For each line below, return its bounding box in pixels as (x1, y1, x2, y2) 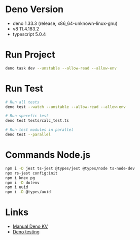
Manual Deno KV (12, 223, 48, 229)
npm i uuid (5, 185, 28, 190)
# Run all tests (5, 99, 40, 105)
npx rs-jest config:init (5, 170, 58, 176)
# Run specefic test (5, 113, 49, 119)
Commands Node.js (5, 149, 91, 161)
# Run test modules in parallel (5, 127, 74, 132)
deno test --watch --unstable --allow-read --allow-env (5, 104, 126, 110)
